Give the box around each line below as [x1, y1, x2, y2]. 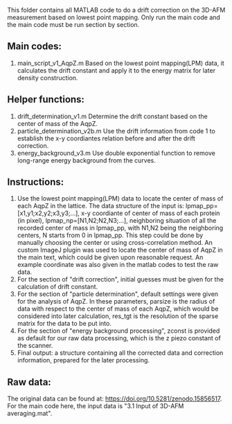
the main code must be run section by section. [7, 21, 140, 28]
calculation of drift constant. [17, 283, 98, 291]
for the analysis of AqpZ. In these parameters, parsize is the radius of [17, 297, 215, 306]
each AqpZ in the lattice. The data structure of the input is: [17, 202, 185, 210]
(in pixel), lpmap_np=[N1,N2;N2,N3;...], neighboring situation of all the [17, 216, 217, 225]
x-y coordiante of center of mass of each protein [80, 209, 220, 217]
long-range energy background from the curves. [17, 156, 156, 165]
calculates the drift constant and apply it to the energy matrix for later [17, 66, 216, 75]
